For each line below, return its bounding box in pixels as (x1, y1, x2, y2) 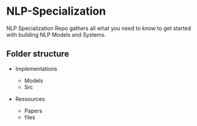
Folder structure (6, 49, 70, 59)
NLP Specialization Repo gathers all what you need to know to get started (6, 24, 192, 32)
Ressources (15, 95, 45, 102)
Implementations (15, 65, 58, 72)
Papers (24, 107, 43, 114)
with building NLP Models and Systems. (6, 31, 107, 38)
